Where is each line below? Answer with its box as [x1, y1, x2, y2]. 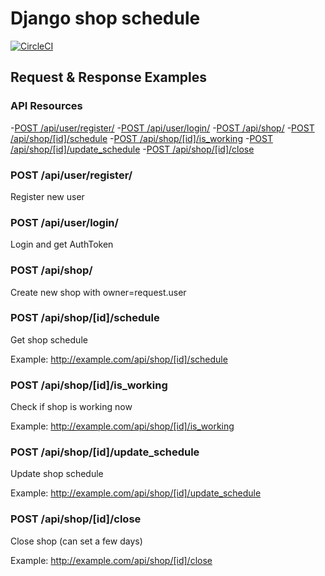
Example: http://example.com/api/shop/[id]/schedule [10, 353, 228, 365]
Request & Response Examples [10, 69, 208, 86]
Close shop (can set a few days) [10, 535, 143, 547]
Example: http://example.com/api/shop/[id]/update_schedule [10, 487, 262, 499]
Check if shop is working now [10, 401, 133, 413]
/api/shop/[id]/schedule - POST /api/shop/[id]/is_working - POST [10, 132, 273, 144]
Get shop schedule [10, 333, 88, 346]
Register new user [10, 190, 85, 202]
